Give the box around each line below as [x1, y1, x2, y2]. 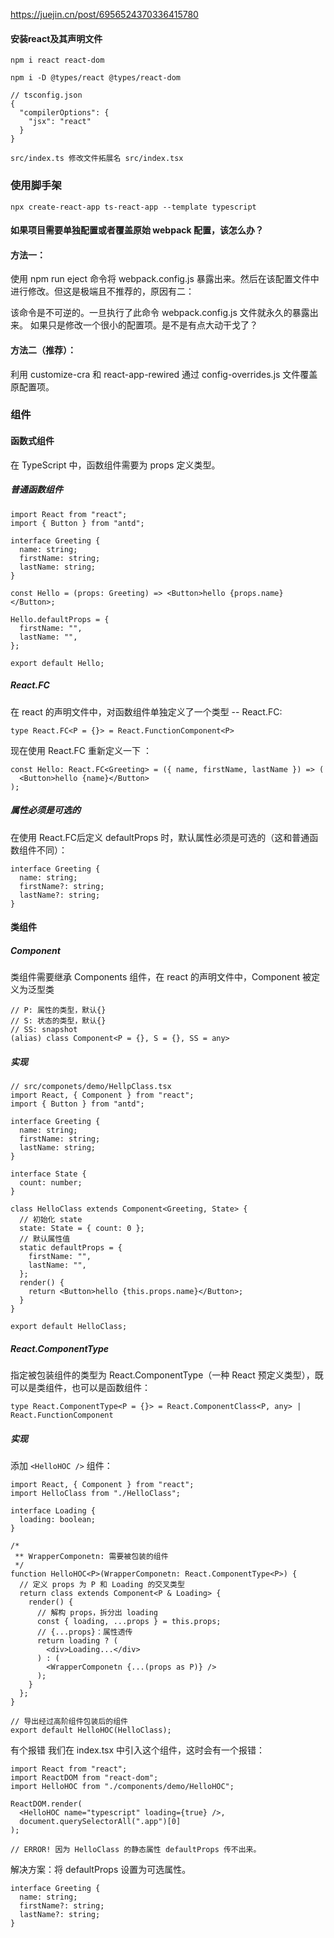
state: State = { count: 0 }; [19, 1224, 145, 1234]
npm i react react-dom [10, 55, 105, 66]
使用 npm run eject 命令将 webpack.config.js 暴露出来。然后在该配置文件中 [10, 273, 320, 285]
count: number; [19, 1178, 83, 1188]
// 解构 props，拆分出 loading [36, 1608, 158, 1618]
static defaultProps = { [19, 1243, 123, 1253]
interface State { [10, 1169, 87, 1179]
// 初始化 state [19, 1215, 83, 1225]
